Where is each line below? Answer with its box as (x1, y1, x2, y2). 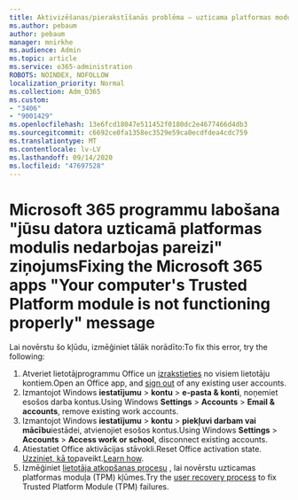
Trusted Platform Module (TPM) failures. (21, 481, 170, 492)
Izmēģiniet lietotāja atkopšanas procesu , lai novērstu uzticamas (21, 463, 256, 473)
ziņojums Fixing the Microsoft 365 (9, 256, 263, 276)
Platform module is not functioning (9, 293, 271, 314)
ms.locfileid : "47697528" (9, 161, 105, 170)
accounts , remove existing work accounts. (21, 406, 179, 417)
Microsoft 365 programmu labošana (9, 199, 281, 220)
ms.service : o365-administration (9, 63, 133, 72)
